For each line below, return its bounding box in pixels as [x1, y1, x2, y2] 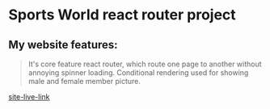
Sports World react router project [8, 6, 236, 24]
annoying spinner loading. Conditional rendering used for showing [27, 68, 249, 78]
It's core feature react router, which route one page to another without [27, 59, 262, 69]
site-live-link [8, 92, 50, 102]
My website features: [8, 38, 119, 52]
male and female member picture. [27, 77, 141, 86]
